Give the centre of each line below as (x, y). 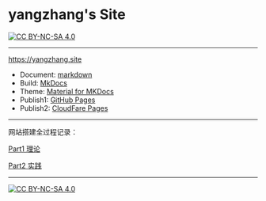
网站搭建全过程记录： (43, 131)
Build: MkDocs (43, 83)
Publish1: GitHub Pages (57, 100)
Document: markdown (56, 74)
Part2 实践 (25, 165)
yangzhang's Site (67, 15)
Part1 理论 (25, 149)
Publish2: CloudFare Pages (64, 108)
